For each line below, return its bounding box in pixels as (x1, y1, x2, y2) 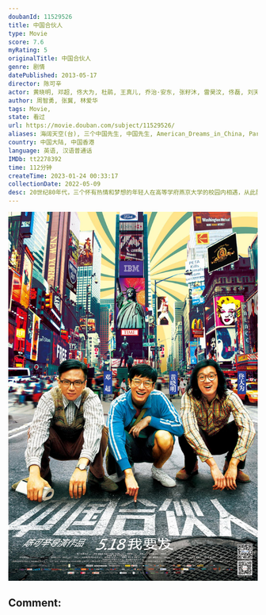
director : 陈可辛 (8, 79, 62, 87)
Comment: (8, 596, 62, 610)
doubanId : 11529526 (8, 13, 73, 21)
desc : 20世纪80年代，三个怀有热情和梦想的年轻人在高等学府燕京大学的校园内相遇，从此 (8, 189, 256, 197)
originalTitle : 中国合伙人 (8, 55, 91, 63)
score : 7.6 (8, 38, 44, 46)
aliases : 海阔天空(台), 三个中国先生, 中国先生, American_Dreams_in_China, (8, 130, 246, 138)
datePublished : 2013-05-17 (8, 71, 97, 79)
